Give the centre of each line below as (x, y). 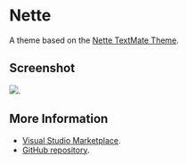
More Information (59, 119)
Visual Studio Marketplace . (71, 140)
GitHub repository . (56, 150)
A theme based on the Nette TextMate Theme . (94, 40)
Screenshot (42, 68)
